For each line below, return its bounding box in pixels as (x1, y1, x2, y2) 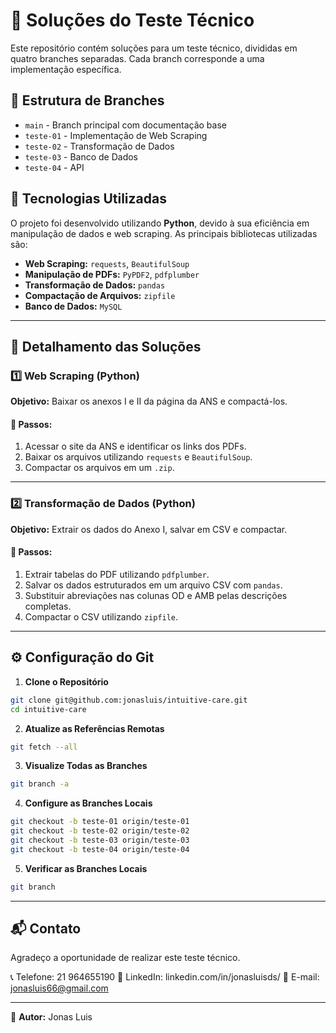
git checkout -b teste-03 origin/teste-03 (10, 835, 190, 846)
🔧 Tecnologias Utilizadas (10, 190, 167, 208)
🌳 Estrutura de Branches (10, 92, 165, 109)
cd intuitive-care (10, 704, 87, 714)
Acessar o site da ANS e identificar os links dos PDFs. (24, 440, 247, 453)
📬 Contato (10, 920, 82, 938)
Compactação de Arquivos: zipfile (24, 289, 176, 301)
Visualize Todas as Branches (24, 760, 148, 772)
